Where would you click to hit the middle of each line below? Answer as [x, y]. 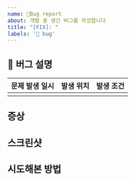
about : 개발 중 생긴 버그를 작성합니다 [56, 21]
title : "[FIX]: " [33, 27]
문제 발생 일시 [33, 86]
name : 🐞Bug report [34, 14]
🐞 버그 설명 [30, 64]
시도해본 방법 [34, 169]
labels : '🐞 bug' [31, 34]
